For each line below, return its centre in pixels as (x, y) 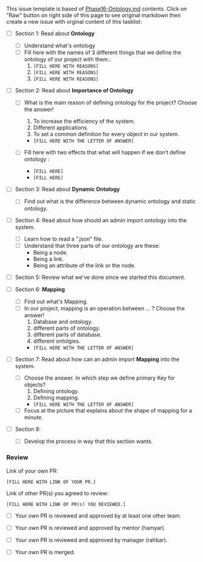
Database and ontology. (63, 321)
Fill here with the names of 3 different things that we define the (103, 53)
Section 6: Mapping (40, 289)
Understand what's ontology (60, 46)
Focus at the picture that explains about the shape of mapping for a (108, 411)
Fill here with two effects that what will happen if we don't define (105, 152)
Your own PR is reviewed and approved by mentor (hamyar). (90, 527)
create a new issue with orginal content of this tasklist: (74, 22)
